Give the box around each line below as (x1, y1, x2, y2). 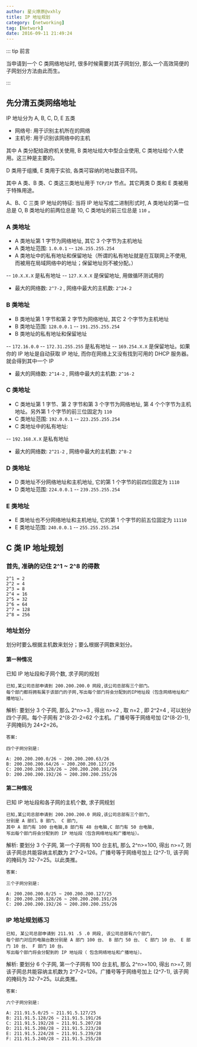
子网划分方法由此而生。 (6, 67, 63, 74)
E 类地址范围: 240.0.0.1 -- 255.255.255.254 (14, 524, 120, 531)
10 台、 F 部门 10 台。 (13, 943, 66, 950)
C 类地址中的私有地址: (14, 422, 68, 429)
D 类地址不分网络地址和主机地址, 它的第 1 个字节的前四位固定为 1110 (14, 478, 180, 485)
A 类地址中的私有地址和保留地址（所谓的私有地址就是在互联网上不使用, (14, 252, 187, 260)
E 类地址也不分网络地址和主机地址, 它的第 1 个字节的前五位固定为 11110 (14, 517, 187, 524)
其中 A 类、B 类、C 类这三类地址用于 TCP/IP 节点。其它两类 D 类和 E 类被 (6, 179, 183, 186)
